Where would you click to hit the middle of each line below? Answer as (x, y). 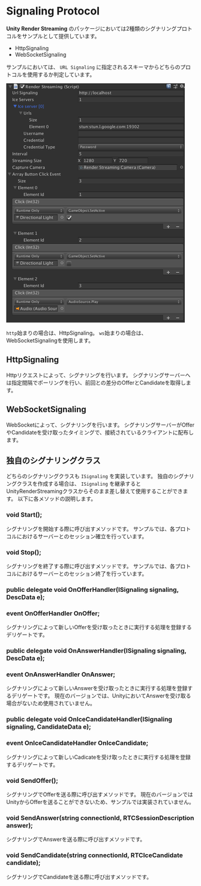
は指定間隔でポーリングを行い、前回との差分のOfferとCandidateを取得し (96, 382)
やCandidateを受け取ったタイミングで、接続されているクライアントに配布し (100, 432)
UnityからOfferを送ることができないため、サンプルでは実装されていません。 (100, 802)
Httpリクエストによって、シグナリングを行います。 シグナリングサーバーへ (98, 375)
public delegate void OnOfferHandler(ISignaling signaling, (92, 589)
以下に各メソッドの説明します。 (57, 499)
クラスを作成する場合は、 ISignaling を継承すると (79, 484)
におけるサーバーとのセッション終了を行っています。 (82, 573)
